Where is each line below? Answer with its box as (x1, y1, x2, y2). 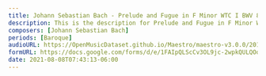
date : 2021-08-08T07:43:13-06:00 (8, 56, 119, 64)
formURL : (8, 48, 37, 56)
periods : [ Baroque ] (8, 33, 73, 42)
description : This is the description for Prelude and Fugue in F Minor (8, 19, 253, 27)
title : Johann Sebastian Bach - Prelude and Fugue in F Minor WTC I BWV (8, 11, 253, 20)
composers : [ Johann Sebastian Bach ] (8, 26, 129, 34)
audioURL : (8, 41, 41, 49)
